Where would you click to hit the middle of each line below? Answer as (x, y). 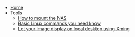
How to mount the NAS (42, 18)
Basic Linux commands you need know (59, 23)
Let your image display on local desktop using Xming (74, 29)
